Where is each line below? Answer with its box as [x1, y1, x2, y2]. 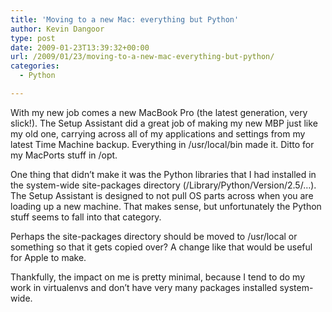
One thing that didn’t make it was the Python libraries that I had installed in [10, 168, 317, 180]
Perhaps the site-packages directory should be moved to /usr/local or [10, 230, 298, 242]
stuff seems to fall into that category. [10, 211, 162, 223]
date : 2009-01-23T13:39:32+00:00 [10, 42, 150, 53]
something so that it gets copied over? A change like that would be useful [10, 241, 313, 253]
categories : [10, 61, 60, 71]
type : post [10, 33, 56, 43]
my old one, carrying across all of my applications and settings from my [10, 127, 306, 140]
